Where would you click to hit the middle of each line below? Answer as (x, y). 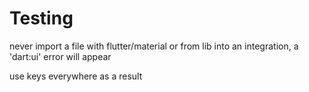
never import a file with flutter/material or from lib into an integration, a (154, 46)
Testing (41, 18)
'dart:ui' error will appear (60, 56)
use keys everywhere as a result (76, 76)
